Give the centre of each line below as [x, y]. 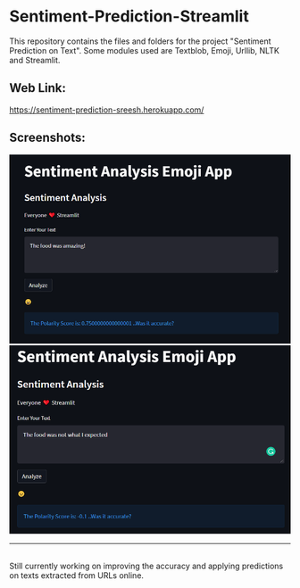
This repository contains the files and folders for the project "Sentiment [140, 41]
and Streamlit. [35, 60]
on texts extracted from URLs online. [77, 576]
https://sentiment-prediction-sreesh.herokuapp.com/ [107, 110]
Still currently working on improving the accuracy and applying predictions [146, 566]
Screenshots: [48, 138]
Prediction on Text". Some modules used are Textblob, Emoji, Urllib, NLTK [144, 50]
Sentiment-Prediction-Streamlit [129, 17]
